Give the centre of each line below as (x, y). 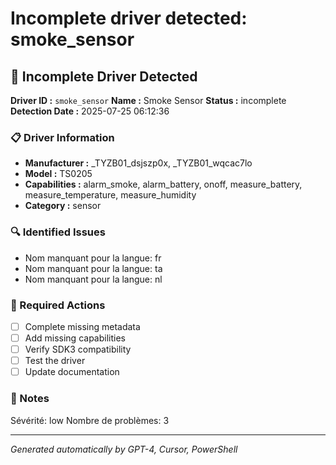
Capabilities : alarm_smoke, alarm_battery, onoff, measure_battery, (163, 184)
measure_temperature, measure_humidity (110, 195)
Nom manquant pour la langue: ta (93, 268)
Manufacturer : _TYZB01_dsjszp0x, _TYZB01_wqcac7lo (138, 163)
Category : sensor (63, 206)
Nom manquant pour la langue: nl (93, 279)
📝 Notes (30, 399)
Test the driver (55, 361)
